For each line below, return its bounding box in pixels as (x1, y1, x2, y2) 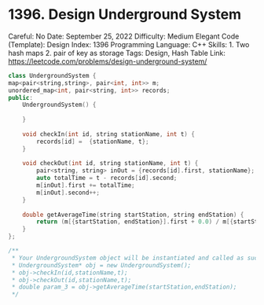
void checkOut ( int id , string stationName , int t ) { (22, 160, 199, 167)
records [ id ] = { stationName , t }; (36, 138, 149, 145)
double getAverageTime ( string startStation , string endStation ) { (22, 211, 244, 219)
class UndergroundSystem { (8, 72, 97, 79)
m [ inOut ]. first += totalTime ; (36, 182, 135, 189)
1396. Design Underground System (8, 6, 242, 24)
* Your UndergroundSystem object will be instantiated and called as (11, 254, 244, 262)
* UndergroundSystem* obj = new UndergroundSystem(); (11, 261, 192, 269)
